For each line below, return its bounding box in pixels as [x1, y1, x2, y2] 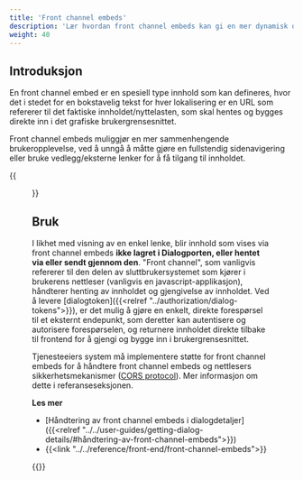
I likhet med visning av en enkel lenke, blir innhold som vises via [32, 238, 269, 248]
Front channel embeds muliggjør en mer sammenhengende [9, 134, 230, 144]
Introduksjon [9, 63, 83, 78]
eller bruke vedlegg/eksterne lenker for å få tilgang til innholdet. [9, 152, 246, 163]
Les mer [32, 398, 63, 408]
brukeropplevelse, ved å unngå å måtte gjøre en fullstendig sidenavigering [9, 143, 286, 154]
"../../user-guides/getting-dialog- [82, 425, 204, 435]
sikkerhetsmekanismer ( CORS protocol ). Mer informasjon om [32, 371, 259, 381]
